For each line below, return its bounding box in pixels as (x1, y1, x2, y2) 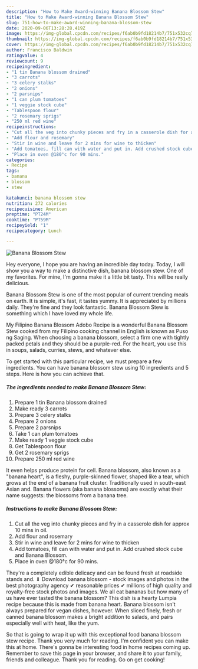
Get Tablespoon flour (14, 442, 67, 449)
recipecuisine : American (6, 206, 67, 212)
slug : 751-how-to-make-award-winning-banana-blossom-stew (6, 19, 151, 25)
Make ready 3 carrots (14, 405, 67, 412)
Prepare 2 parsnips (14, 423, 61, 431)
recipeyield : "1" (6, 223, 49, 229)
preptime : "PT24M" (6, 211, 51, 217)
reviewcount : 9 (6, 58, 44, 64)
